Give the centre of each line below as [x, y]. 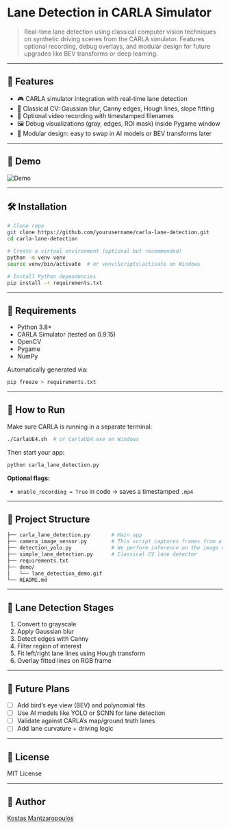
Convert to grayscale [47, 624]
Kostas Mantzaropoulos [40, 818]
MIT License [25, 773]
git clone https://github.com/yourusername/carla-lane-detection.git [108, 232]
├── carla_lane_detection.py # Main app [75, 535]
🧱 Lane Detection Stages [61, 607]
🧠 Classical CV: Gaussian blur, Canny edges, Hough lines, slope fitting [115, 109]
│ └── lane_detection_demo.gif [55, 574]
